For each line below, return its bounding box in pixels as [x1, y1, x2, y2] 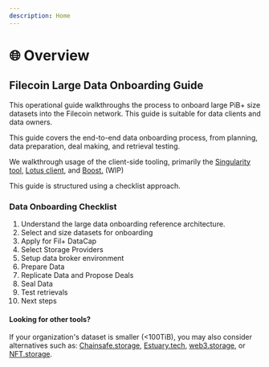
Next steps [20, 296, 57, 305]
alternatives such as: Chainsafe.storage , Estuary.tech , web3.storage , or [9, 340, 246, 350]
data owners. [9, 117, 53, 127]
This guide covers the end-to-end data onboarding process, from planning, [9, 133, 258, 142]
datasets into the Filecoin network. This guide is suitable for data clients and [9, 108, 262, 118]
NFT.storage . [9, 349, 53, 359]
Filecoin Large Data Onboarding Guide [9, 79, 204, 92]
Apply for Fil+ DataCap [20, 236, 97, 246]
